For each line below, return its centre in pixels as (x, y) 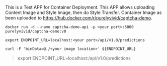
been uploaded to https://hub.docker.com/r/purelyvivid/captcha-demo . (79, 18)
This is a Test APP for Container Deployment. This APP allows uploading (80, 7)
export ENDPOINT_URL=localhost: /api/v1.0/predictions (74, 58)
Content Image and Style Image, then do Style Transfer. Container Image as (83, 12)
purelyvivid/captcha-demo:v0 (36, 31)
